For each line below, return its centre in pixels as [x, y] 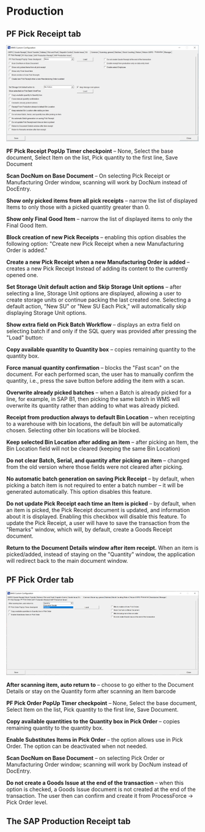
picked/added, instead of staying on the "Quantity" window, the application [101, 554]
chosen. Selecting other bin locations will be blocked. [74, 430]
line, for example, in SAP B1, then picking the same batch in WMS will [93, 399]
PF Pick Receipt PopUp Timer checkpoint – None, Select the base [90, 151]
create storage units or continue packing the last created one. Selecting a [99, 300]
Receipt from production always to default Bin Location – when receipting [101, 417]
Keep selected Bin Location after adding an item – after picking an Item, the [102, 442]
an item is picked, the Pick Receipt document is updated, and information [98, 510]
